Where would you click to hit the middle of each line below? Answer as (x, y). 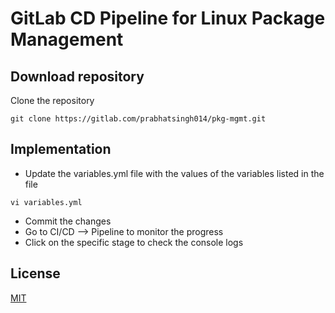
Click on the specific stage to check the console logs (134, 242)
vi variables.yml (46, 202)
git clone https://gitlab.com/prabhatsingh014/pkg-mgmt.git (138, 119)
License (35, 273)
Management (67, 39)
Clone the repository (52, 100)
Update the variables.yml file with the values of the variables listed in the (174, 173)
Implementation (61, 149)
